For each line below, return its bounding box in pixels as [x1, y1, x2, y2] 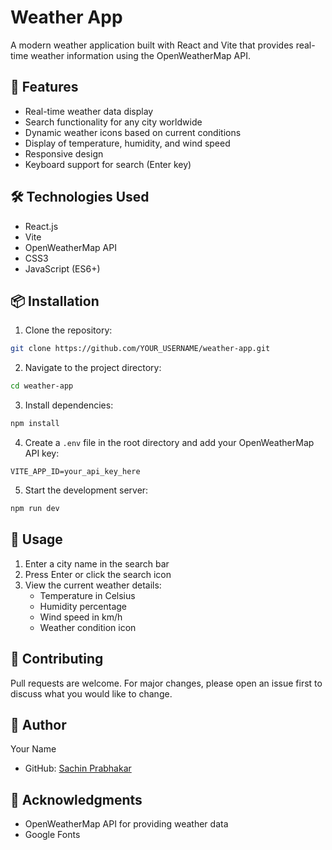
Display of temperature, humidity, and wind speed [24, 137, 231, 149]
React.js [24, 220, 59, 232]
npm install [10, 419, 60, 429]
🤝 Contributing [10, 651, 104, 668]
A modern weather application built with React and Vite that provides [10, 39, 294, 51]
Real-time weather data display [24, 105, 154, 117]
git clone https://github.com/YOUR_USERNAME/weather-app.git [10, 344, 271, 354]
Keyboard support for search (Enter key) [24, 158, 192, 170]
